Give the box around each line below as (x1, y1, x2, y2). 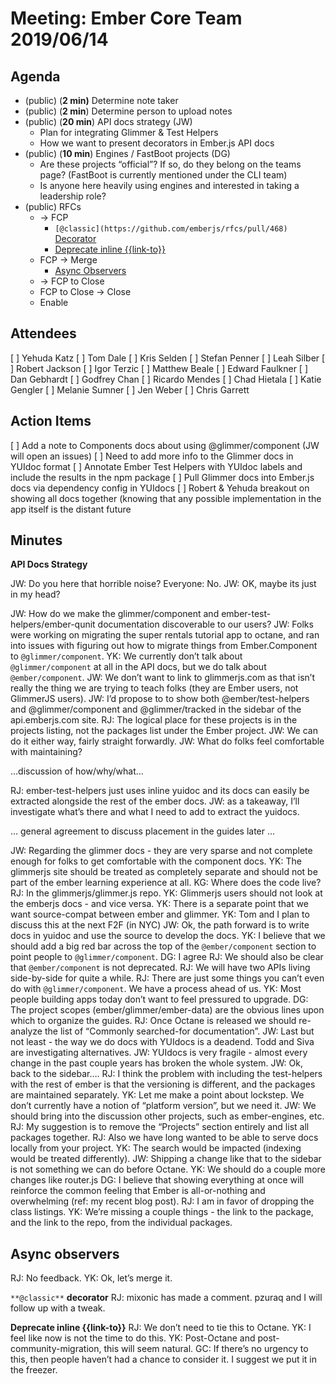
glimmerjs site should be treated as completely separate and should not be (10, 866, 318, 878)
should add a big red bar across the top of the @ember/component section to (10, 940, 317, 952)
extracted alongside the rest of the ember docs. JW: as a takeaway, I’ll (10, 795, 300, 807)
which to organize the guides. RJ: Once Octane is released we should (10, 1015, 297, 1027)
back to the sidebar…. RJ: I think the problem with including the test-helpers (10, 1068, 323, 1080)
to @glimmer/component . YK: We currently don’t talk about (10, 650, 243, 662)
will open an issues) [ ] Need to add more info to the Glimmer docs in (10, 450, 294, 462)
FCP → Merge (39, 254, 98, 266)
